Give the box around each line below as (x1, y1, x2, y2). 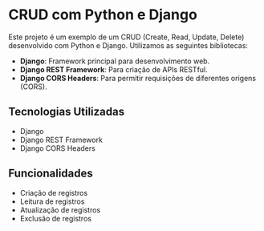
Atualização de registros (19, 205, 101, 214)
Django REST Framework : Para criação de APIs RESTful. (19, 64, 209, 74)
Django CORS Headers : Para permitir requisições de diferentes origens (19, 73, 257, 83)
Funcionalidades (8, 167, 94, 180)
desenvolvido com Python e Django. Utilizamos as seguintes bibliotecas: (8, 40, 249, 50)
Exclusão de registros (19, 213, 92, 223)
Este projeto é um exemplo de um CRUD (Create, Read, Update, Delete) (8, 32, 245, 42)
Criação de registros (19, 188, 88, 197)
